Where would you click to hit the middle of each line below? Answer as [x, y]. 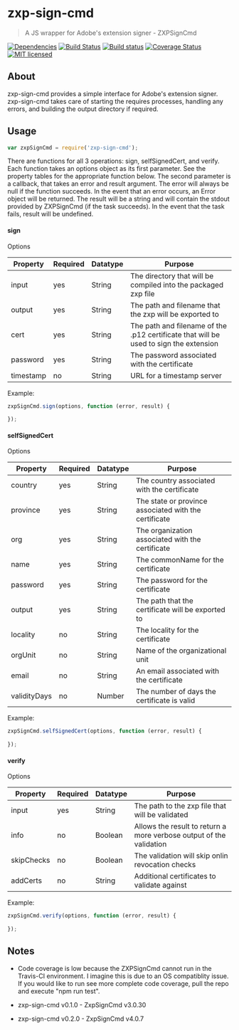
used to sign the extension [175, 343]
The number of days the [176, 692]
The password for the [172, 580]
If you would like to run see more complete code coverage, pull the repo [123, 983]
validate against [160, 886]
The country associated [176, 480]
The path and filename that [175, 305]
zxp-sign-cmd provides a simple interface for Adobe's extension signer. [113, 93]
